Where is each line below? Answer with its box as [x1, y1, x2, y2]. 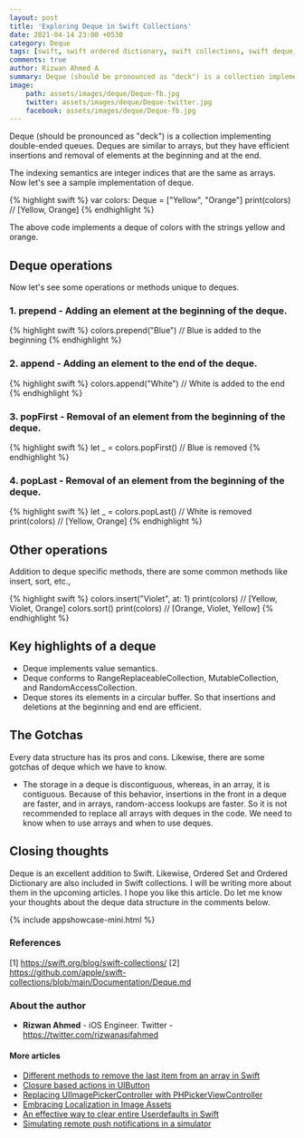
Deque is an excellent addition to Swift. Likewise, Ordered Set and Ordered [9, 867, 288, 879]
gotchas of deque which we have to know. [9, 761, 167, 772]
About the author [9, 998, 87, 1011]
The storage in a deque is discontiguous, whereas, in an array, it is [22, 778, 271, 789]
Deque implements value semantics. [22, 662, 158, 673]
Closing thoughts [9, 844, 109, 859]
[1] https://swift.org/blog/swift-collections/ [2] [9, 957, 180, 968]
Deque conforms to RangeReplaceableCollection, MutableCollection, [22, 672, 279, 683]
